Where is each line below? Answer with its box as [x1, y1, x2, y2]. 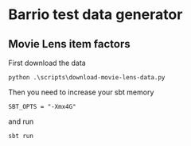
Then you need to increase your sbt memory [8, 87, 154, 97]
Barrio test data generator [8, 6, 183, 24]
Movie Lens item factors [8, 37, 131, 51]
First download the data [8, 58, 86, 67]
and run [8, 117, 34, 126]
